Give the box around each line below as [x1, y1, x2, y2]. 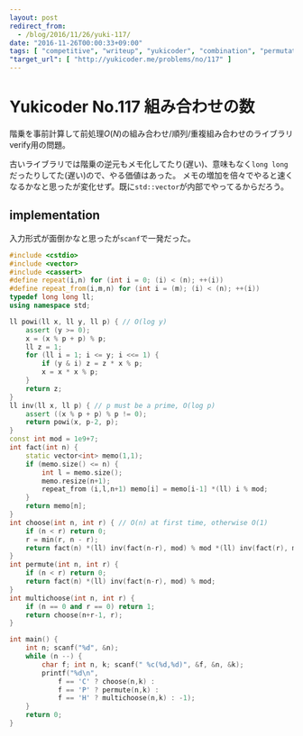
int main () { [9, 635, 59, 644]
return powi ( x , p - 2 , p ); [25, 418, 119, 427]
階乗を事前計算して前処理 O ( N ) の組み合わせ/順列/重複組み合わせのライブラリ [9, 128, 294, 139]
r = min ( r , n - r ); [25, 535, 99, 544]
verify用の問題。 [9, 139, 70, 150]
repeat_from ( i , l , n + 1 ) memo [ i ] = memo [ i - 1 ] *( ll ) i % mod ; [41, 485, 269, 494]
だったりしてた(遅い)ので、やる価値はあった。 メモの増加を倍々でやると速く [9, 169, 294, 180]
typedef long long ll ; [9, 293, 95, 302]
